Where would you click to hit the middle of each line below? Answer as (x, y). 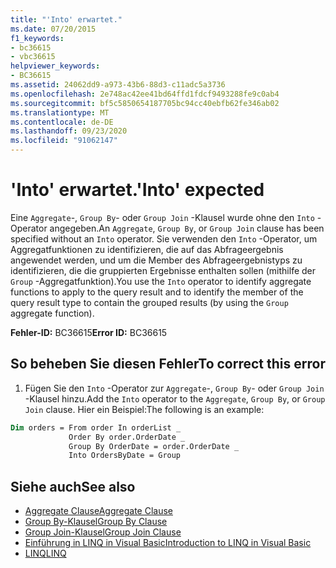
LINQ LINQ (45, 553)
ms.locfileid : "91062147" (64, 141)
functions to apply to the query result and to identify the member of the (157, 292)
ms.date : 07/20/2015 (53, 29)
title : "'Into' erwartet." (66, 19)
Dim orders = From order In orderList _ (96, 427)
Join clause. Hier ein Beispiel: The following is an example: (144, 409)
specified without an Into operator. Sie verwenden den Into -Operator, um (164, 238)
